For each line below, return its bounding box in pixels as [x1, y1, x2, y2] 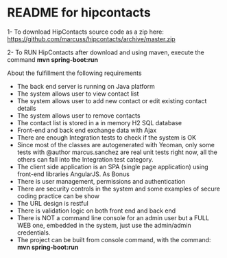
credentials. [16, 228, 51, 237]
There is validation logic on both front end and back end [16, 206, 176, 215]
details [16, 104, 36, 112]
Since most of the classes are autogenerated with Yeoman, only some [16, 140, 215, 149]
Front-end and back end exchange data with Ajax [16, 126, 157, 134]
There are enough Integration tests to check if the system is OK [16, 133, 197, 142]
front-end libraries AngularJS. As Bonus [16, 170, 130, 178]
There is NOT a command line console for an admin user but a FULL [16, 213, 209, 222]
